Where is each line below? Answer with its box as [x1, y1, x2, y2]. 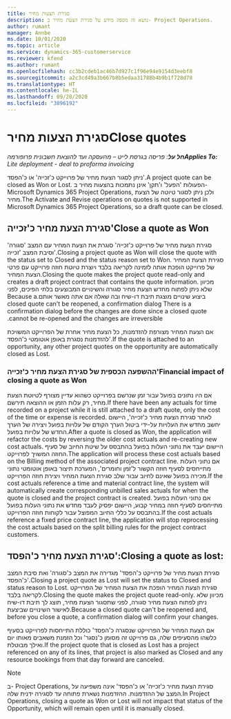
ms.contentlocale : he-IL [7, 87, 79, 94]
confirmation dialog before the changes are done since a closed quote [7, 306, 208, 315]
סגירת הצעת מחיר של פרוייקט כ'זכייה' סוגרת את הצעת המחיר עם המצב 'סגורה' [7, 241, 212, 249]
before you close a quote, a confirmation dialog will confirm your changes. [7, 612, 219, 621]
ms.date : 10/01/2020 [7, 36, 67, 43]
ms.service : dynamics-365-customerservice [7, 49, 131, 56]
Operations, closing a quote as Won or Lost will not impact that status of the [7, 696, 223, 705]
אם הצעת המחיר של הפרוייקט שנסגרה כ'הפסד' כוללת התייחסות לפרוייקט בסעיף [7, 626, 214, 634]
